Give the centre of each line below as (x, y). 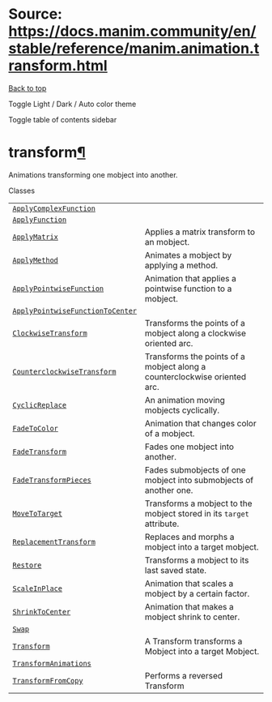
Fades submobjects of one (195, 469)
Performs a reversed (183, 675)
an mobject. (167, 242)
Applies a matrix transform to (200, 232)
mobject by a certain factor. (197, 593)
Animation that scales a (189, 583)
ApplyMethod (36, 260)
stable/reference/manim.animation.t (134, 49)
